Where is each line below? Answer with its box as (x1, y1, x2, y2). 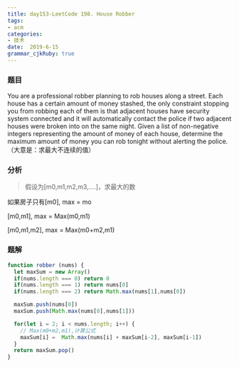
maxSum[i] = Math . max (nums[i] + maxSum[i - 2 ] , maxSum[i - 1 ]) (20, 334, 202, 341)
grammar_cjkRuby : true (7, 51, 75, 58)
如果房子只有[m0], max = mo (7, 197, 92, 207)
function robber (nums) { (7, 262, 84, 269)
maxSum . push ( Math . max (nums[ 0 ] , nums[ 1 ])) (14, 308, 135, 315)
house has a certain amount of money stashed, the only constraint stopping (7, 99, 229, 108)
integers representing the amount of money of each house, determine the (7, 130, 223, 138)
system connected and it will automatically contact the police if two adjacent (7, 115, 232, 123)
